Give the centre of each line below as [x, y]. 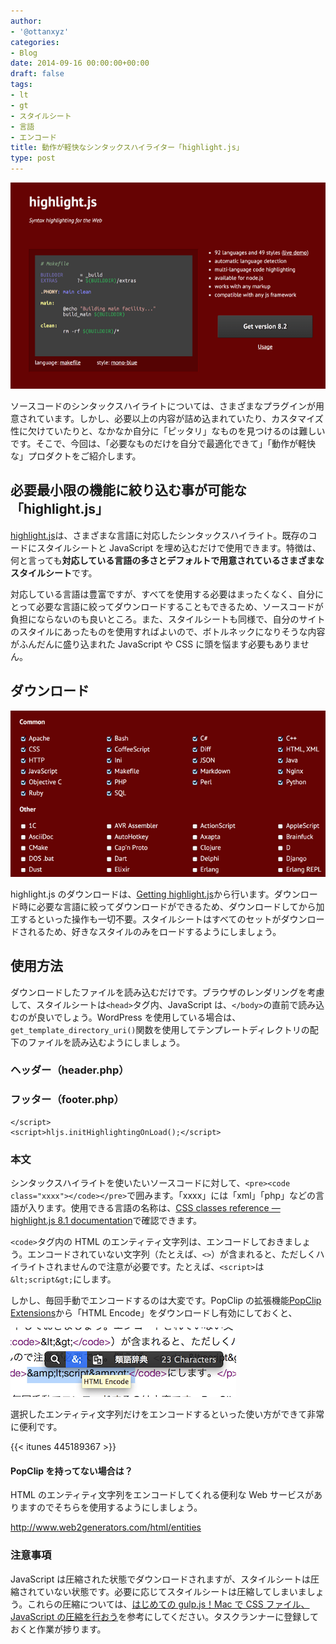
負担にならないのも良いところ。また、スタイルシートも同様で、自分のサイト [168, 619]
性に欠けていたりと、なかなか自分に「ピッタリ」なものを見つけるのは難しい [168, 431]
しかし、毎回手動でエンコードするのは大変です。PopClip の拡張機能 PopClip [166, 1301]
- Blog [24, 53]
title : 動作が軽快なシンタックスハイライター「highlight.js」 [127, 148]
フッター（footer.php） [67, 1100]
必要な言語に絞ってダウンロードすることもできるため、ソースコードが [179, 606]
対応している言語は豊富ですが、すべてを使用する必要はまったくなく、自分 [162, 594]
